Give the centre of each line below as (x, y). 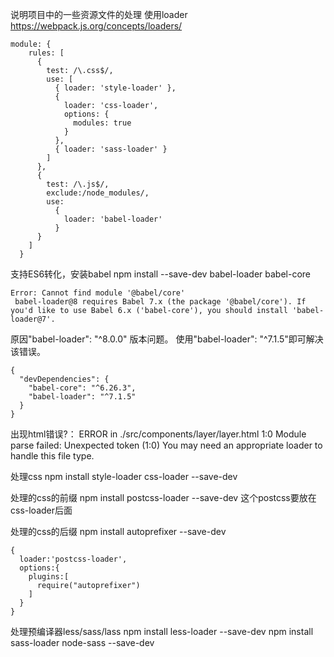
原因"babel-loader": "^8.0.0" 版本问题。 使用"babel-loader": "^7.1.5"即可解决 (167, 339)
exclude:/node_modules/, (98, 193)
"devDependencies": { (64, 379)
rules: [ (46, 53)
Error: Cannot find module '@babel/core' (98, 293)
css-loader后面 (41, 510)
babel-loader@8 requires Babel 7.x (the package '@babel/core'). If (160, 302)
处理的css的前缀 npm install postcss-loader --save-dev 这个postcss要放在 (163, 497)
